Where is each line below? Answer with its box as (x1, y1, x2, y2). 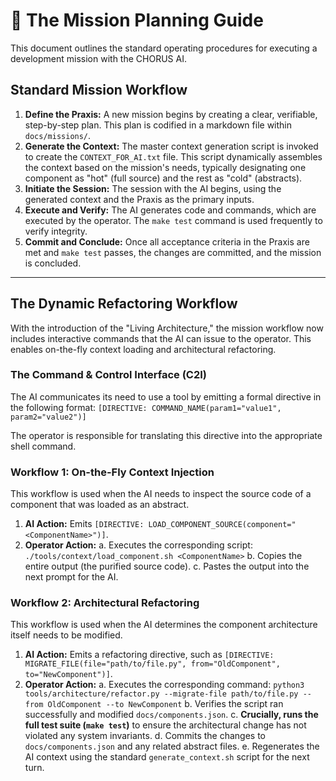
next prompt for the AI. (24, 571, 119, 583)
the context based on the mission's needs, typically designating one (24, 161, 307, 173)
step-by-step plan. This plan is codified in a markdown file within (24, 119, 293, 131)
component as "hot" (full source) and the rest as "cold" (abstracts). (24, 172, 303, 184)
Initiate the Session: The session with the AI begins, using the (24, 182, 282, 194)
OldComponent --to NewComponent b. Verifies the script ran (47, 698, 284, 710)
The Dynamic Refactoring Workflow (10, 295, 238, 313)
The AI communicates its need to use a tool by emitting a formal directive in (10, 390, 322, 403)
